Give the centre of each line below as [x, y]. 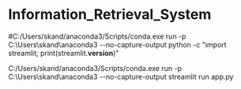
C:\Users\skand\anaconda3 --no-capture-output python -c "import [117, 44]
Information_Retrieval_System [110, 15]
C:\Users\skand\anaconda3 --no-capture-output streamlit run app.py [121, 76]
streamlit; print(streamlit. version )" [64, 53]
